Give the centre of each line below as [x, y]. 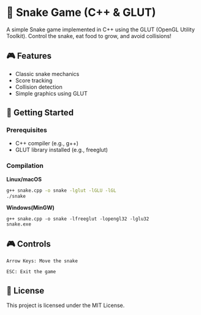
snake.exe [19, 224]
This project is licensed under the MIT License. [66, 305]
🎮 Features [29, 56]
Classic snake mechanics [47, 74]
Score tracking [34, 80]
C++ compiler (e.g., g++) [47, 143]
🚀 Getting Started [40, 113]
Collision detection [39, 87]
